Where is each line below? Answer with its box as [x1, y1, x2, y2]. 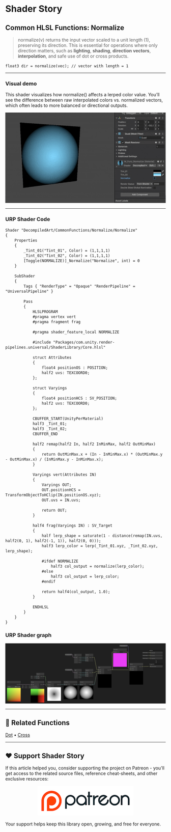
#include [32, 340, 51, 345]
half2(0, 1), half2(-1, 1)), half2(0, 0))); [5, 538, 101, 544]
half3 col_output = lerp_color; [50, 574, 120, 579]
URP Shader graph [5, 632, 52, 639]
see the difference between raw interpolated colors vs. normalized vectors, [5, 97, 163, 103]
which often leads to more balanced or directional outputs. [5, 102, 128, 108]
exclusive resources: [5, 776, 49, 782]
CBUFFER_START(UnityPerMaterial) [32, 416, 103, 422]
